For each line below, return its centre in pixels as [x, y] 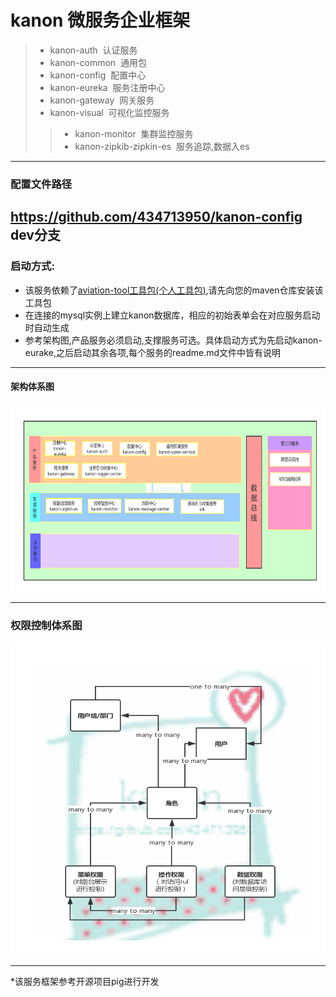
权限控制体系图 [46, 625]
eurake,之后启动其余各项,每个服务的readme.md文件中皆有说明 [153, 352]
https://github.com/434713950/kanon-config [156, 217]
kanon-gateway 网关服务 [102, 100]
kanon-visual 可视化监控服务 [109, 112]
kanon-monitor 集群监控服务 [134, 133]
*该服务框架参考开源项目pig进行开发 [85, 982]
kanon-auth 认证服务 [93, 50]
